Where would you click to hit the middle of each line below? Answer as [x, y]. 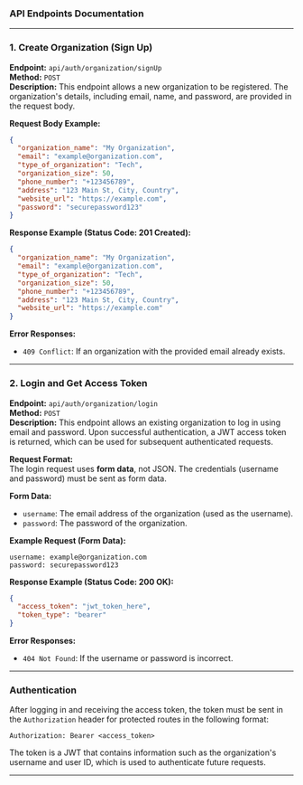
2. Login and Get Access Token [78, 383]
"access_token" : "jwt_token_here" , [84, 607]
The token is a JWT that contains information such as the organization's [143, 752]
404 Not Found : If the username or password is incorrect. [128, 658]
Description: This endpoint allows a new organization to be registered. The [149, 86]
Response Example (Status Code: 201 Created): [100, 232]
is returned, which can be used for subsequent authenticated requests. [141, 441]
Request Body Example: [55, 123]
